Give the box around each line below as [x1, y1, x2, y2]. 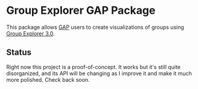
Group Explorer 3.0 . [6, 29, 56, 37]
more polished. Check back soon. [6, 76, 90, 83]
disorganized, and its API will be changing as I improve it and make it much [6, 70, 192, 77]
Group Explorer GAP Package [6, 4, 156, 17]
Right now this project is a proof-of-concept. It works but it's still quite [6, 63, 181, 70]
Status [6, 48, 32, 58]
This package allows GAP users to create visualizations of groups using [6, 23, 184, 31]
